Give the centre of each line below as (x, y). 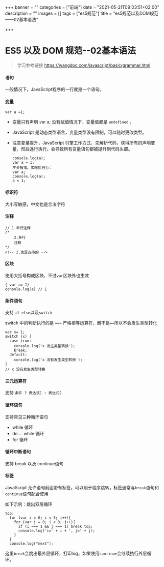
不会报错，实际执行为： (32, 168)
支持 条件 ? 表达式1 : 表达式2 (34, 393)
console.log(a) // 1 (26, 289)
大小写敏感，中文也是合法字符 (35, 204)
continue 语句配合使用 (27, 494)
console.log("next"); (32, 543)
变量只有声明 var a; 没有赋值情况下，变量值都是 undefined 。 (73, 122)
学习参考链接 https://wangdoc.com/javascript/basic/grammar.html (84, 65)
